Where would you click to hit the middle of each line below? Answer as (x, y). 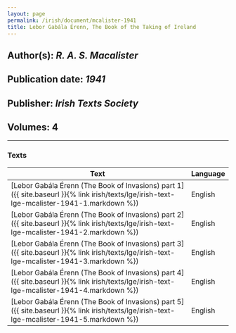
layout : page (26, 14)
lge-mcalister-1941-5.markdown (68, 319)
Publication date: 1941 (56, 79)
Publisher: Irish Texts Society (73, 103)
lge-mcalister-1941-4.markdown (68, 290)
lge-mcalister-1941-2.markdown (68, 232)
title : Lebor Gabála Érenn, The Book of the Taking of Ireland (102, 27)
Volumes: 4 (33, 127)
